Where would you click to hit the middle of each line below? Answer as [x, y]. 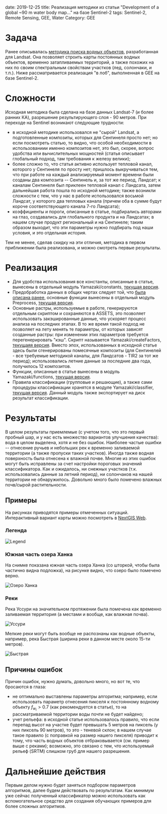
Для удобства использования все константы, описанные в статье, [83, 281]
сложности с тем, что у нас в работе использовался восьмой [78, 196]
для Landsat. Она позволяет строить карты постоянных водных [73, 57]
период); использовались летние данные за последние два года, [82, 361]
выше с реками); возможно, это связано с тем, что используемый [83, 746]
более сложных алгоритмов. [36, 807]
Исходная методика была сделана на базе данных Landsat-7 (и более [80, 112]
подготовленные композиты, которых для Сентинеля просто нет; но [85, 137]
